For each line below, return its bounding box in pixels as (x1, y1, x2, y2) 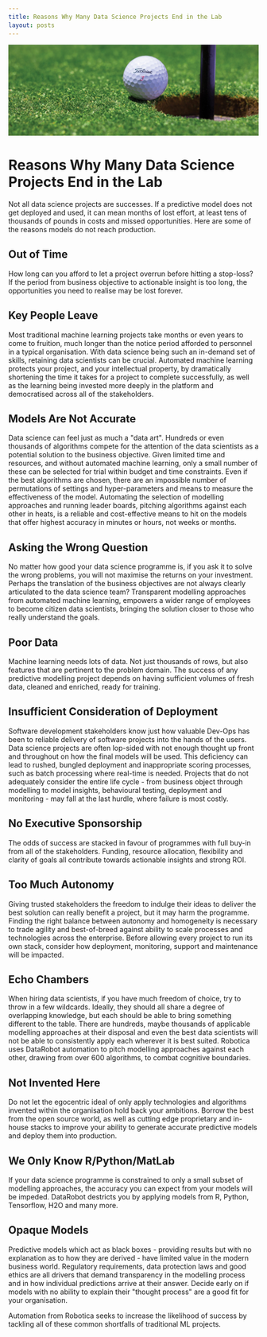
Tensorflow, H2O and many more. (8, 1200, 118, 1210)
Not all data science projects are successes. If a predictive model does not (8, 200, 253, 209)
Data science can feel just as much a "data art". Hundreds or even (8, 433, 225, 443)
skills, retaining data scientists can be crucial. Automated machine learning (8, 355, 253, 365)
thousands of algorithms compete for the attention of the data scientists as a (8, 441, 259, 451)
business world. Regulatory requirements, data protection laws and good (8, 1261, 246, 1271)
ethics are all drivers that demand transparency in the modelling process (8, 1269, 246, 1280)
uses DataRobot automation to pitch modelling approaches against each (8, 1044, 245, 1054)
